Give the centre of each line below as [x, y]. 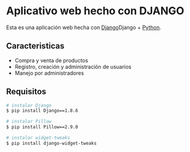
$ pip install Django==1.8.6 [42, 111]
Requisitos [26, 92]
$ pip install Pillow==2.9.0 [42, 127]
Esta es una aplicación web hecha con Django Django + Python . [84, 27]
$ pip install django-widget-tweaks [51, 143]
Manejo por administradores [49, 73]
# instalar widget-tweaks [38, 138]
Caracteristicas [35, 46]
